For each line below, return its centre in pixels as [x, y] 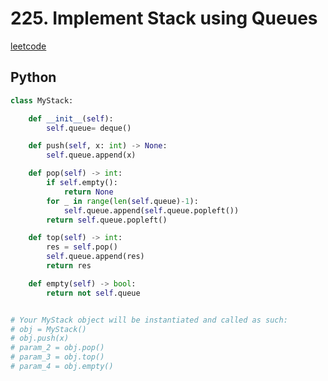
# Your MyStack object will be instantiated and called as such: [149, 320]
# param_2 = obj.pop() [57, 348]
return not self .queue [93, 293]
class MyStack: [42, 100]
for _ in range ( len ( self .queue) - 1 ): [122, 201]
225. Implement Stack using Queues [164, 18]
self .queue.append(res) [95, 257]
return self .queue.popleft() [107, 220]
